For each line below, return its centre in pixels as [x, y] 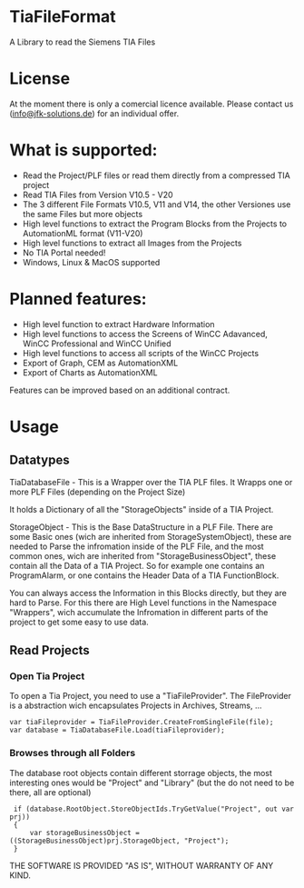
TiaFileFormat [63, 17]
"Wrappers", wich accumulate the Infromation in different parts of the [139, 612]
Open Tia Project [47, 676]
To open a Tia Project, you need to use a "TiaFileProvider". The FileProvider [151, 696]
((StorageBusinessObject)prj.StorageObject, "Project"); [119, 841]
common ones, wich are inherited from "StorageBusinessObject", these [143, 555]
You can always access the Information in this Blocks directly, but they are [148, 593]
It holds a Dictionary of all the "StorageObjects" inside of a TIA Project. [142, 509]
